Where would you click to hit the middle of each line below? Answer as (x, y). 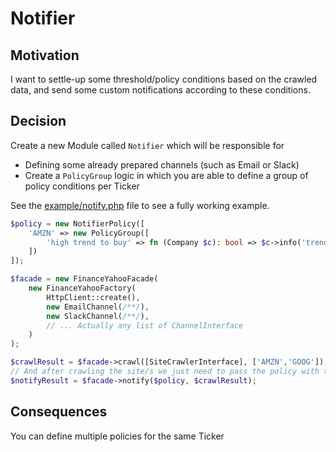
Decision (38, 121)
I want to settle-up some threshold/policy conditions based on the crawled (164, 79)
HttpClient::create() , (93, 297)
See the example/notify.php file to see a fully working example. (140, 205)
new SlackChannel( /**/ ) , (98, 316)
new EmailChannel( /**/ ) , (98, 307)
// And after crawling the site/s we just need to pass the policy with (165, 372)
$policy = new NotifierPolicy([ (77, 223)
